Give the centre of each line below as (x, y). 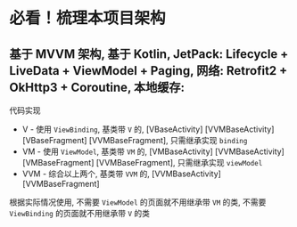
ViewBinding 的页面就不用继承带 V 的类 (79, 213)
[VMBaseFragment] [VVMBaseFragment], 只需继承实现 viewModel (142, 162)
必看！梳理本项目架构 (88, 18)
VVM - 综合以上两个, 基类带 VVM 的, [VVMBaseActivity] (121, 174)
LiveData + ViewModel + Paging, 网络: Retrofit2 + (148, 71)
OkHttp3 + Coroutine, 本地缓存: (97, 87)
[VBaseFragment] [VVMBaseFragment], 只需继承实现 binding (135, 140)
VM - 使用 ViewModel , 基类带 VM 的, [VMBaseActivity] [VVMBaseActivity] (153, 151)
